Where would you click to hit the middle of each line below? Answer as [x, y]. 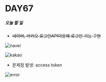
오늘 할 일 [14, 23]
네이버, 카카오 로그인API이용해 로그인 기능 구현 [56, 36]
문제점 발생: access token [37, 65]
